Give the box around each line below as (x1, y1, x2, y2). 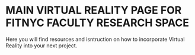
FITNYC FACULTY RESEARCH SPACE (5, 16, 189, 30)
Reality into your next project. (5, 42, 78, 49)
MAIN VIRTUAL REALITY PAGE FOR (5, 4, 182, 17)
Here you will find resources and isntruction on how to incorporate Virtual (5, 35, 185, 43)
